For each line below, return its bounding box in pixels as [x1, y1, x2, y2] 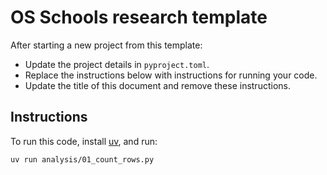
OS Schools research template [10, 6, 268, 29]
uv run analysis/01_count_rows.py [10, 154, 155, 165]
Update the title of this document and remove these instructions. [24, 79, 291, 91]
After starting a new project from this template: [10, 39, 203, 51]
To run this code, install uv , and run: [10, 135, 158, 147]
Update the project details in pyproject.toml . [24, 58, 210, 70]
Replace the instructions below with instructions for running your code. [24, 69, 318, 81]
